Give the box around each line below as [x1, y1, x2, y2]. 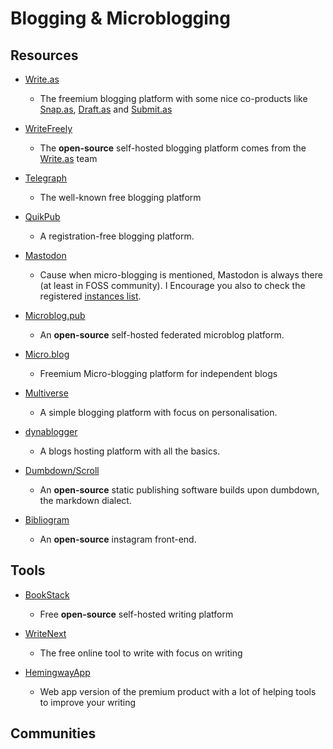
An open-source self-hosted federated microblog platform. [39, 329, 285, 341]
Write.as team [39, 153, 98, 164]
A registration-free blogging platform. [39, 230, 195, 242]
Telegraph [24, 172, 68, 184]
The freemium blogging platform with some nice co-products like [39, 93, 308, 104]
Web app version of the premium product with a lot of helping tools [39, 685, 317, 697]
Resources [10, 47, 79, 64]
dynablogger [24, 426, 78, 437]
